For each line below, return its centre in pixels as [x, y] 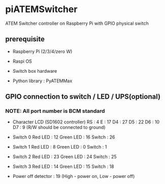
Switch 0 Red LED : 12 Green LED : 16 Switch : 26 [64, 137]
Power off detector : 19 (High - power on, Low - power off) [74, 176]
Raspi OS [22, 61]
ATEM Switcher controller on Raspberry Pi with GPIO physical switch [77, 23]
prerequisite [25, 39]
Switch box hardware [35, 71]
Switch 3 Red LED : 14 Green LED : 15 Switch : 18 [63, 167]
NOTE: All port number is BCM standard [55, 111]
